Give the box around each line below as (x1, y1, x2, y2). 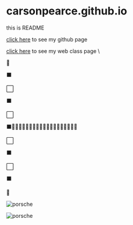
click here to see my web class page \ (6, 47, 101, 55)
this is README (6, 24, 45, 31)
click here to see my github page (6, 35, 88, 43)
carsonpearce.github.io (6, 4, 128, 18)
